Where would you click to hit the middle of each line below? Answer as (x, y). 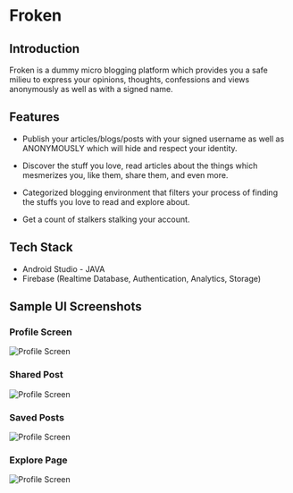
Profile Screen (41, 332)
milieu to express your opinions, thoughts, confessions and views (130, 80)
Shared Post (37, 375)
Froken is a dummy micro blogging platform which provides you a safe (138, 70)
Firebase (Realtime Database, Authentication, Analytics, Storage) (142, 278)
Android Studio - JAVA (63, 268)
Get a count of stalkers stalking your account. (106, 219)
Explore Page (39, 460)
